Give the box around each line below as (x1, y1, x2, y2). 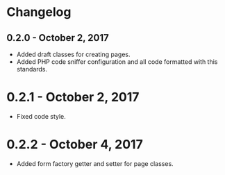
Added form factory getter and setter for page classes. (16, 159, 174, 167)
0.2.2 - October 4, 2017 (6, 137, 143, 153)
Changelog (6, 4, 72, 20)
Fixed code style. (16, 112, 67, 120)
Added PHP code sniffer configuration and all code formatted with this (16, 58, 218, 66)
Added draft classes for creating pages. (16, 50, 131, 58)
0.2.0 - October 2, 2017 (6, 32, 109, 44)
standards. (16, 65, 48, 73)
